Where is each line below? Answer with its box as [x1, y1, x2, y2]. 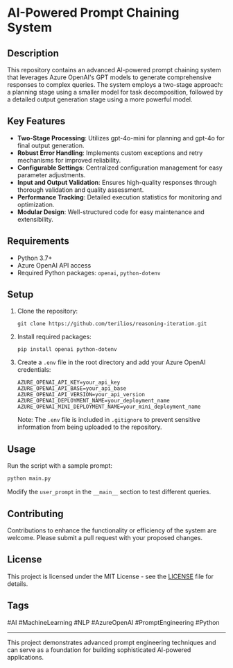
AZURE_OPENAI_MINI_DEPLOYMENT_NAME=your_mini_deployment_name [17, 403, 201, 411]
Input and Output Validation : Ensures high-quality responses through [17, 178, 217, 186]
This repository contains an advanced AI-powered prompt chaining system [7, 66, 221, 74]
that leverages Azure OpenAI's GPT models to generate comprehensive [7, 73, 212, 81]
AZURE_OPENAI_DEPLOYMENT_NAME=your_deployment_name [17, 398, 170, 405]
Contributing [7, 507, 64, 519]
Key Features [7, 115, 66, 127]
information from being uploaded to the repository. [17, 423, 162, 432]
